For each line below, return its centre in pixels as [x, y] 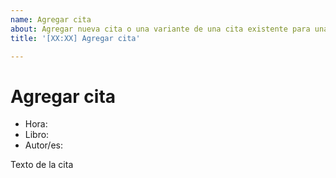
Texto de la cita [42, 165]
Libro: [37, 135]
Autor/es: [44, 145]
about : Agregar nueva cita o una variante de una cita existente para [160, 29]
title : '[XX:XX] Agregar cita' [75, 38]
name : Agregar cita [51, 19]
